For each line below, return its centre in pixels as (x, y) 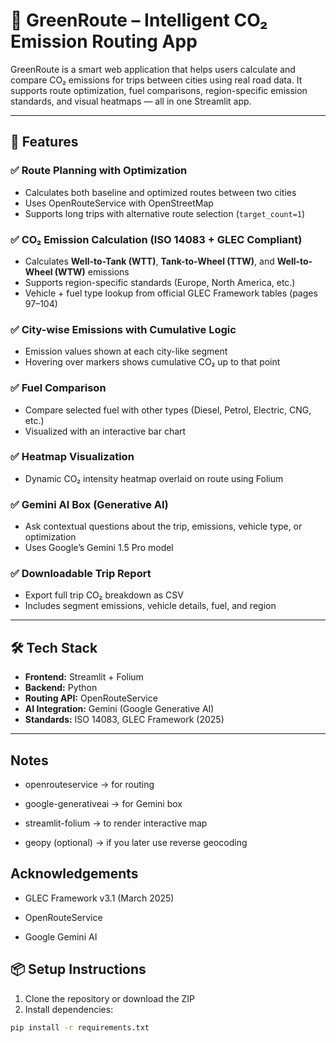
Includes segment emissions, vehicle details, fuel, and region (150, 606)
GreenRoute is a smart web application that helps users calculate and (153, 69)
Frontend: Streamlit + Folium (84, 677)
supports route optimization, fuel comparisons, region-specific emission (159, 90)
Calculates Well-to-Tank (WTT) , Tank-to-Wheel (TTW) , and (149, 261)
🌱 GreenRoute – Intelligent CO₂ (139, 20)
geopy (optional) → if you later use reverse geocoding (136, 843)
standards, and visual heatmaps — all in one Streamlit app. (131, 101)
